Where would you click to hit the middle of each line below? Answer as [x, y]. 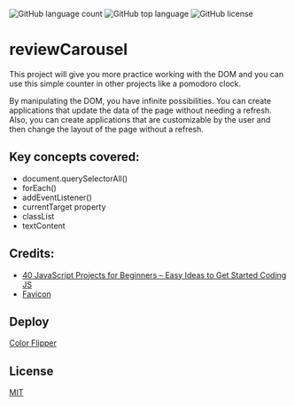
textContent [43, 226]
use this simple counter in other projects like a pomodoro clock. [125, 84]
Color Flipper [33, 343]
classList [38, 216]
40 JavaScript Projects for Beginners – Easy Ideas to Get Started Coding [154, 275]
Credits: [32, 254]
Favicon [36, 294]
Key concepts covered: [74, 157]
